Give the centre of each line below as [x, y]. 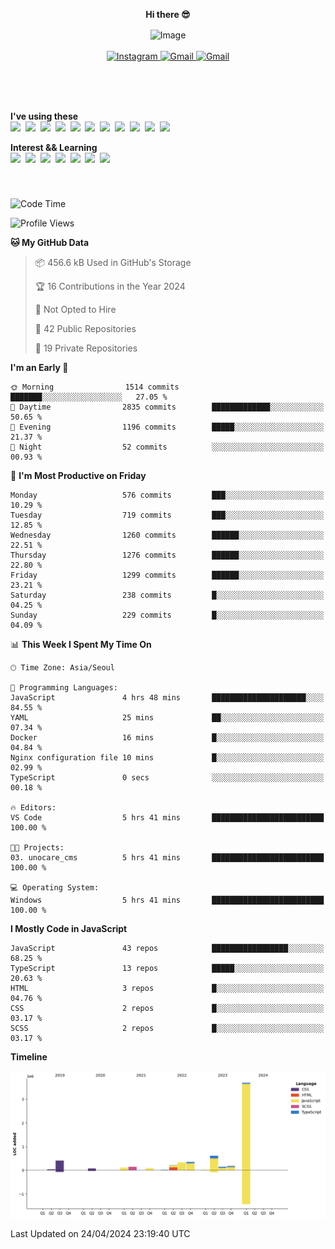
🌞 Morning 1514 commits [95, 387]
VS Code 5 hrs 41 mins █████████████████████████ [167, 817]
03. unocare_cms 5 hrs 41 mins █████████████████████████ [167, 857]
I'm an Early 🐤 [39, 367]
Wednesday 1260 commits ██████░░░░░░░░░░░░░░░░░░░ [167, 535]
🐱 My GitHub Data [50, 242]
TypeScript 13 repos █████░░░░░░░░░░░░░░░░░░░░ [167, 968]
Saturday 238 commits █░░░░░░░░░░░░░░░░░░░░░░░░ [167, 595]
